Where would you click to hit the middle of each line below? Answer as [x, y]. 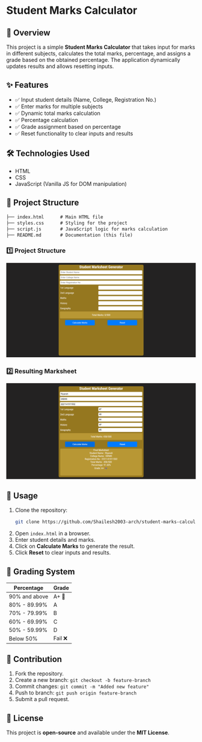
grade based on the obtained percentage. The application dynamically [93, 60]
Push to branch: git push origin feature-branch [76, 693]
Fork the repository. [39, 673]
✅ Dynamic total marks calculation [58, 113]
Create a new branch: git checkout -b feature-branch [83, 680]
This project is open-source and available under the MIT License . [88, 733]
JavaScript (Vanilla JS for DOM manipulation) [71, 183]
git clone [27, 522]
